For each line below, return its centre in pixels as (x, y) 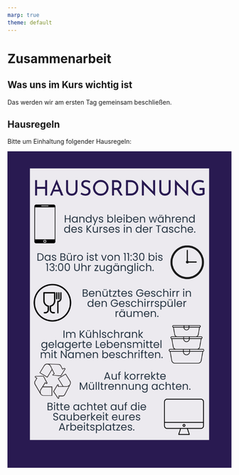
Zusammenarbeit (59, 59)
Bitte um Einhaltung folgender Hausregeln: (69, 142)
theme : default (30, 22)
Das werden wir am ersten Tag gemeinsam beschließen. (90, 102)
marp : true (23, 15)
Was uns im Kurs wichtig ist (70, 85)
